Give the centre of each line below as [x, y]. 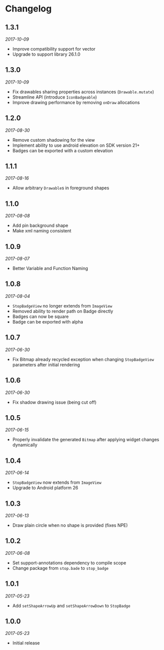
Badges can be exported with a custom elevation [63, 150]
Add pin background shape [40, 225]
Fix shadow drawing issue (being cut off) [54, 402]
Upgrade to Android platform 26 [45, 488]
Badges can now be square [40, 316]
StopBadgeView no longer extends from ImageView [62, 305]
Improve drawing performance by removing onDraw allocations [76, 102]
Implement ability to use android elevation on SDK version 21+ [76, 145]
